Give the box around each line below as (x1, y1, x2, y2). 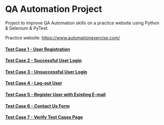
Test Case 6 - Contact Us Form (5, 103, 70, 109)
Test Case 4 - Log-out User (5, 80, 63, 86)
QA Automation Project (5, 3, 102, 15)
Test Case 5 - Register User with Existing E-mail (5, 91, 106, 97)
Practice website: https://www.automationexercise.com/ (5, 35, 120, 41)
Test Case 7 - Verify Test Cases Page (5, 114, 83, 120)
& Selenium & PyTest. (5, 25, 49, 31)
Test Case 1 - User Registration (5, 46, 71, 52)
